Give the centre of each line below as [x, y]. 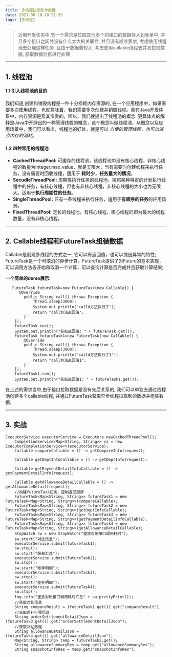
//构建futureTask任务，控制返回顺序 [49, 492]
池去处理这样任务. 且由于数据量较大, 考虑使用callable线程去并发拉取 [89, 48]
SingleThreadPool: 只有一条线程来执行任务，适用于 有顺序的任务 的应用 [87, 199]
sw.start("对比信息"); [37, 539]
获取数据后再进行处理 [47, 54]
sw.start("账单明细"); [37, 568]
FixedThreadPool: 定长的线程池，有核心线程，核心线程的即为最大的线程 [89, 212]
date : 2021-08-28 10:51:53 [34, 15]
